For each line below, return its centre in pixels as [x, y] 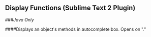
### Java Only [20, 19]
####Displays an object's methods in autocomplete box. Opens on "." [76, 29]
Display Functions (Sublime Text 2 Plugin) [70, 8]
